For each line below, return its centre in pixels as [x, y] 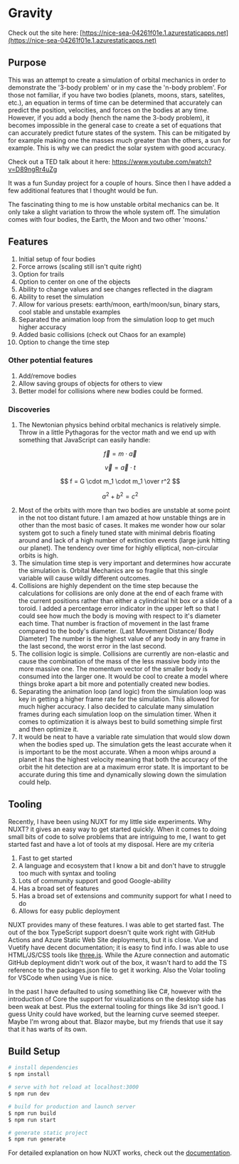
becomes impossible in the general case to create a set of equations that [115, 125]
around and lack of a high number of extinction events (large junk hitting [124, 540]
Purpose [27, 63]
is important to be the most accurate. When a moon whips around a [117, 752]
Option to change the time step [64, 342]
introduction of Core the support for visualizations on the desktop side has [117, 999]
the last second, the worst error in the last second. [92, 646]
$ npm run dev [29, 1094]
